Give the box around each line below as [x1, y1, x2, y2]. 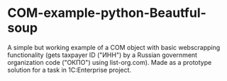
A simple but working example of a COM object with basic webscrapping [7, 43, 221, 51]
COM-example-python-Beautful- [7, 5, 207, 21]
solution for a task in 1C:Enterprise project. [7, 66, 132, 74]
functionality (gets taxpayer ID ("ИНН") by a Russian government [7, 51, 197, 59]
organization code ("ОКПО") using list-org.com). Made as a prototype [7, 58, 212, 66]
